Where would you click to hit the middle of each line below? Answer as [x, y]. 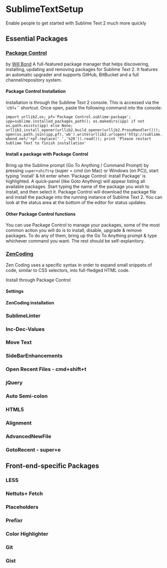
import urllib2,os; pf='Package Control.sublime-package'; [68, 117]
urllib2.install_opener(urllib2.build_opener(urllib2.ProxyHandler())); [83, 130]
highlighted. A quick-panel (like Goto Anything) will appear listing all [75, 181]
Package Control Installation [36, 91]
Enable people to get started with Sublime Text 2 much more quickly [76, 23]
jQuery [14, 382]
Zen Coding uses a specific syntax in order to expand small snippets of [79, 265]
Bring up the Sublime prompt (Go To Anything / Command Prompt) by [77, 165]
